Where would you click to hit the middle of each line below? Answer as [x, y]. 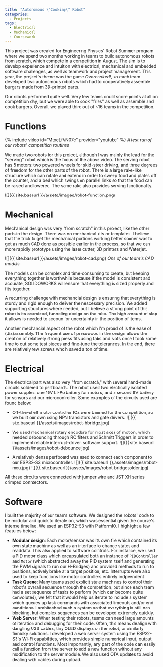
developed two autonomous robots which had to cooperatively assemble [78, 81]
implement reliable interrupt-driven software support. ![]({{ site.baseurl [83, 442]
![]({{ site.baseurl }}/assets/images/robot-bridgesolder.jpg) [90, 467]
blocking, [21, 613]
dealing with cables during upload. [47, 659]
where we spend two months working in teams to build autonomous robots [80, 56]
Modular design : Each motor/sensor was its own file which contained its [84, 540]
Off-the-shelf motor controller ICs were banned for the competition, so [83, 412]
